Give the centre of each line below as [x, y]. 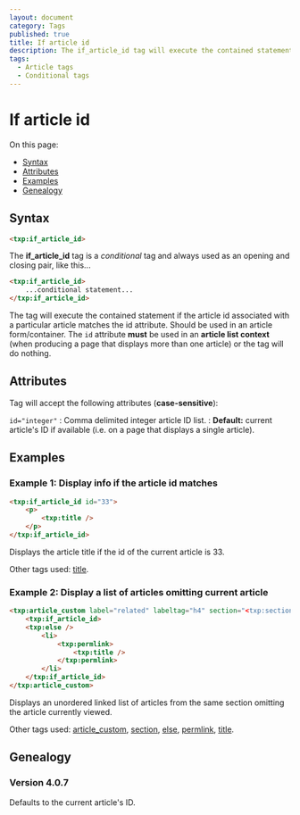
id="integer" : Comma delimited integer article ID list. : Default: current [141, 420]
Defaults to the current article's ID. [72, 802]
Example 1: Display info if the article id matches [114, 483]
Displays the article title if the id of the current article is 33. [117, 552]
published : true [39, 34]
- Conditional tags [54, 76]
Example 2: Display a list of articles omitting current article [139, 592]
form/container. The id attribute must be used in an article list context [139, 334]
